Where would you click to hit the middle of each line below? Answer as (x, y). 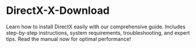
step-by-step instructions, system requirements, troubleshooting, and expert (98, 32)
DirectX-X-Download (58, 11)
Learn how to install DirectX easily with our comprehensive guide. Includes (96, 27)
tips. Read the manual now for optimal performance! (69, 39)
